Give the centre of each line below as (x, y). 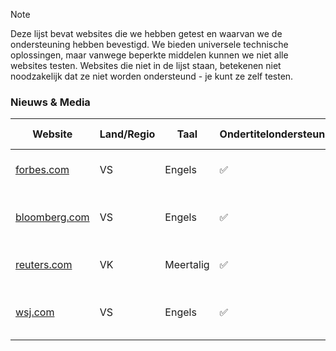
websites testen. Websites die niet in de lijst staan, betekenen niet (146, 65)
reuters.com (44, 265)
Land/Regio (127, 134)
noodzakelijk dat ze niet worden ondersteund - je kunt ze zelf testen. (152, 76)
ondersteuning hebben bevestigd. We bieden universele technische (149, 44)
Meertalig (187, 265)
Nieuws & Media (50, 102)
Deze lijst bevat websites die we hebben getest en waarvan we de (146, 33)
